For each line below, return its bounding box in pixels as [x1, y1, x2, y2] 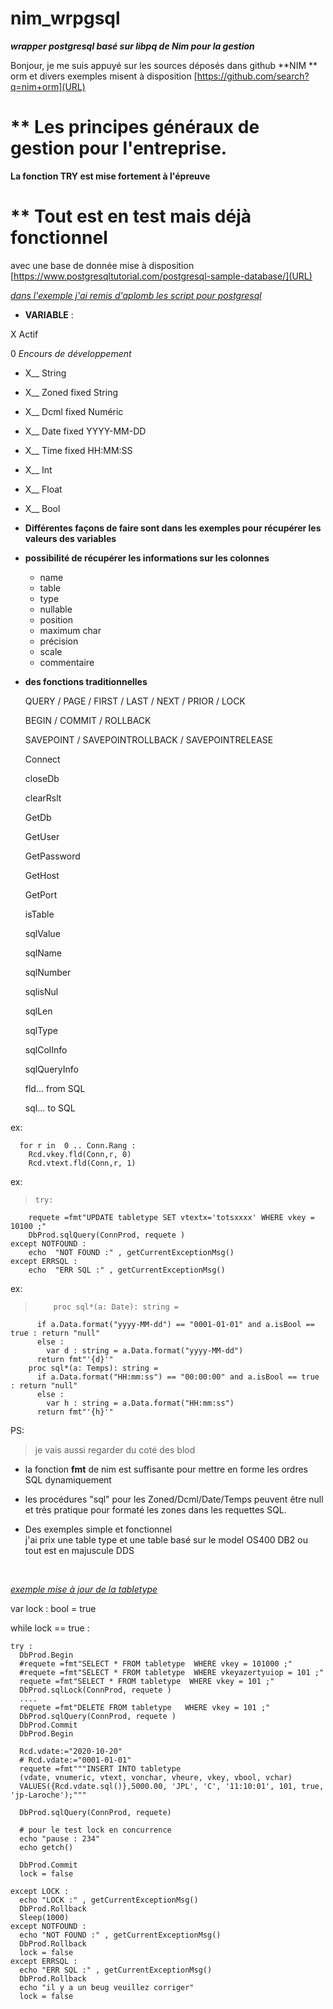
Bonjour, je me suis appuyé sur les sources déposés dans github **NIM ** [10, 59, 318, 71]
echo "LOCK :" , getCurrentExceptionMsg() [19, 1895, 199, 1905]
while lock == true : [10, 1622, 90, 1634]
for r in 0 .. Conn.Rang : [19, 1140, 137, 1151]
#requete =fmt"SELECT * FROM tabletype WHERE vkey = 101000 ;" [19, 1658, 293, 1669]
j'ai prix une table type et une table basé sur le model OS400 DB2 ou [24, 1533, 308, 1546]
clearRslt [24, 792, 62, 804]
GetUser [24, 830, 60, 842]
